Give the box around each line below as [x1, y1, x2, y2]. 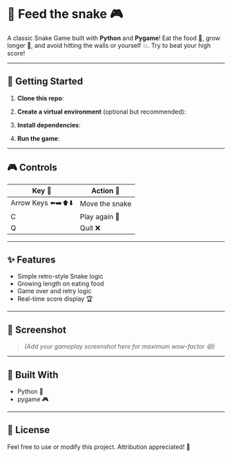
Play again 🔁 [79, 211, 120, 221]
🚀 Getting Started [7, 76, 84, 87]
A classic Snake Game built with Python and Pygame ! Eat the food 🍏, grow [7, 33, 221, 42]
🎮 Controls [7, 161, 57, 174]
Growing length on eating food [17, 279, 104, 288]
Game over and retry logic [17, 287, 92, 295]
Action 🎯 [91, 186, 120, 195]
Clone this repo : [17, 94, 64, 102]
